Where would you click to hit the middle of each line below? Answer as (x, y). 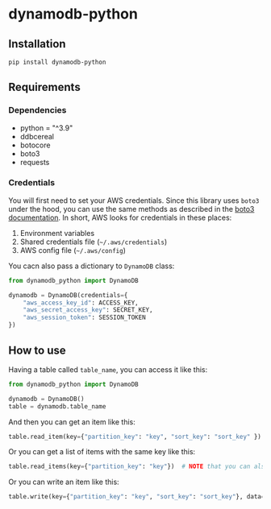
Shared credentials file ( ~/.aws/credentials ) (94, 242)
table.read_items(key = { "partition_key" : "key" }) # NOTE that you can (129, 467)
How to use (37, 350)
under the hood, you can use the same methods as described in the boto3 (131, 209)
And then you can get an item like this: (72, 422)
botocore (35, 145)
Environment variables (57, 233)
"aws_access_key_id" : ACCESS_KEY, (81, 303)
